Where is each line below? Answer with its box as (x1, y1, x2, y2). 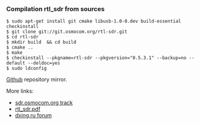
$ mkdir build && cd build (6, 39, 77, 45)
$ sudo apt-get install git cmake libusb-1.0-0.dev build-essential (6, 19, 181, 25)
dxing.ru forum (14, 112, 52, 119)
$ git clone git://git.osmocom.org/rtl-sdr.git (6, 29, 128, 35)
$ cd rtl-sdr (6, 34, 39, 40)
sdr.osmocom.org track (14, 99, 73, 106)
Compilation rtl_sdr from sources (6, 5, 105, 13)
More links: (6, 87, 34, 94)
